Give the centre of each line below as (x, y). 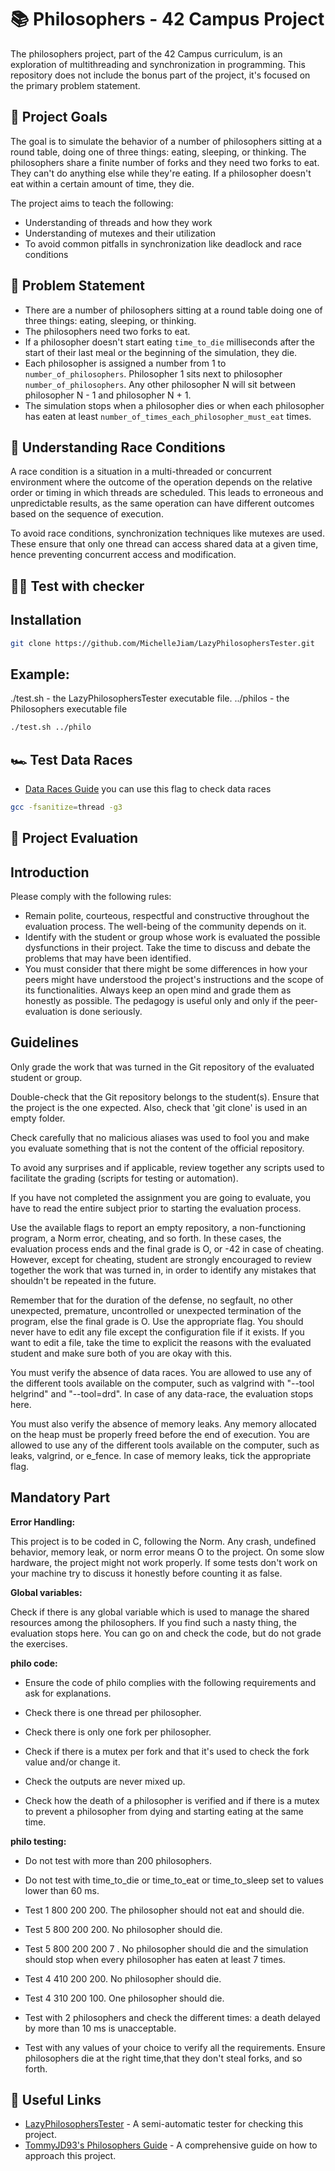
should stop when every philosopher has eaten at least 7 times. (155, 1959)
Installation (46, 620)
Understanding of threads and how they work (118, 222)
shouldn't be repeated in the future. (83, 1280)
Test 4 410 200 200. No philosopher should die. (123, 1978)
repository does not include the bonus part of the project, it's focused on (160, 75)
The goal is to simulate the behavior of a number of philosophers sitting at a (166, 141)
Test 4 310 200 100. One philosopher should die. (124, 1998)
